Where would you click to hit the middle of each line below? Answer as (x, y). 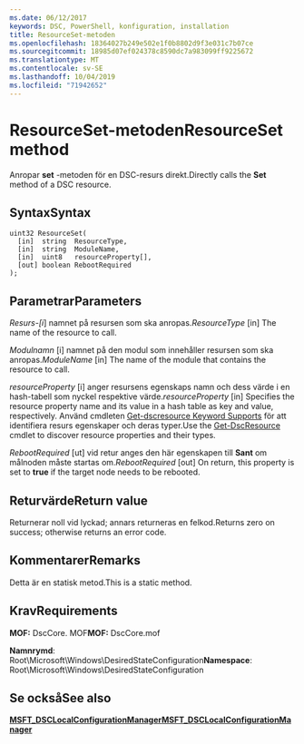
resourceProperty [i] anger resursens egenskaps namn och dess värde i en (150, 387)
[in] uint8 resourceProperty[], (85, 258)
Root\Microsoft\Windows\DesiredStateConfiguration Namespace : (131, 660)
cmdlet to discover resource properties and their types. (113, 436)
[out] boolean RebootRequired (74, 265)
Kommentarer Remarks (75, 560)
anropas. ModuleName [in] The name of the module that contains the (137, 360)
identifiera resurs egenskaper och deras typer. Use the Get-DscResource (145, 426)
